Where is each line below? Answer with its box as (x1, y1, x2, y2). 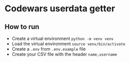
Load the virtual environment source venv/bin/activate (11, 41, 126, 47)
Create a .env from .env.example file (11, 46, 86, 52)
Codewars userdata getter (4, 3, 115, 14)
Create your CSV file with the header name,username (11, 51, 118, 57)
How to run (4, 23, 40, 31)
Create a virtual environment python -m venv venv (11, 35, 114, 41)
